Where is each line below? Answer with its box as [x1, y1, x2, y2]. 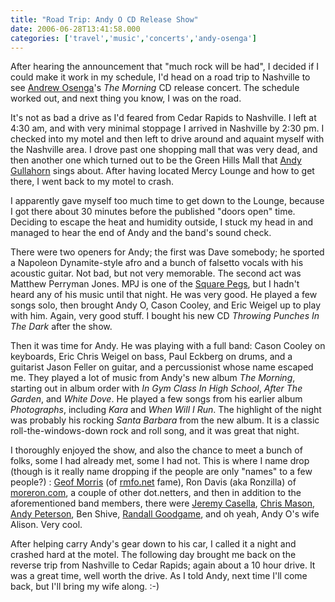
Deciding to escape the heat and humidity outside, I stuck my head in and [10, 216, 314, 228]
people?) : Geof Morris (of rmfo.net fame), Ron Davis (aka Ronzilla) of [10, 476, 297, 488]
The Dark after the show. [10, 321, 113, 333]
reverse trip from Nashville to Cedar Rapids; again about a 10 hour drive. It [10, 559, 316, 571]
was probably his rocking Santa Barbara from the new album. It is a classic [10, 414, 320, 426]
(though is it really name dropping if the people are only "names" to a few [10, 466, 313, 478]
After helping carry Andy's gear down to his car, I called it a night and [10, 538, 297, 550]
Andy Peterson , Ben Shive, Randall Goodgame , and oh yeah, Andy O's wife [10, 508, 320, 520]
